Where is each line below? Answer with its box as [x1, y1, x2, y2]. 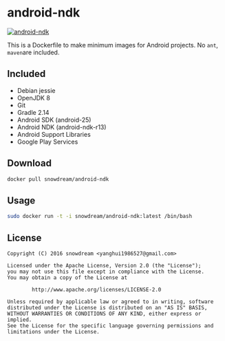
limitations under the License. [7, 328, 100, 335]
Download [7, 157, 52, 169]
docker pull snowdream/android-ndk [7, 175, 109, 183]
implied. [7, 316, 32, 323]
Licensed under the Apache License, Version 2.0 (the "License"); [7, 262, 202, 269]
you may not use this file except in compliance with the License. [7, 268, 205, 275]
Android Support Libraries [17, 130, 91, 138]
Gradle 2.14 [17, 108, 50, 116]
